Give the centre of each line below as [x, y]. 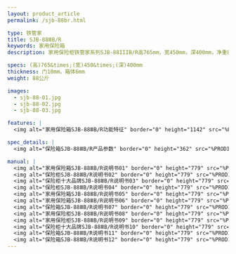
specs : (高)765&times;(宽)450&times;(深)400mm [75, 65]
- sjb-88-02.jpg [37, 104]
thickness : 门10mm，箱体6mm [46, 72]
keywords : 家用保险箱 [36, 46]
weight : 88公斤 [28, 78]
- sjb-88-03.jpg [37, 111]
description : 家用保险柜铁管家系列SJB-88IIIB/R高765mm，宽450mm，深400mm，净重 [117, 53]
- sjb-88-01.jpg [37, 98]
